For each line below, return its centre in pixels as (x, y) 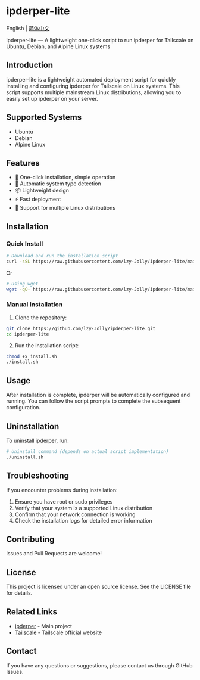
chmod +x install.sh (32, 356)
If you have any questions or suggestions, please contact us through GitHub (99, 665)
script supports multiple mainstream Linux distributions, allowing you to (94, 92)
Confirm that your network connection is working (75, 514)
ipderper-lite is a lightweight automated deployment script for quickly (91, 79)
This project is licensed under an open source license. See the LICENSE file (99, 587)
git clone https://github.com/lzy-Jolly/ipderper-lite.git (81, 328)
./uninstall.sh (25, 457)
